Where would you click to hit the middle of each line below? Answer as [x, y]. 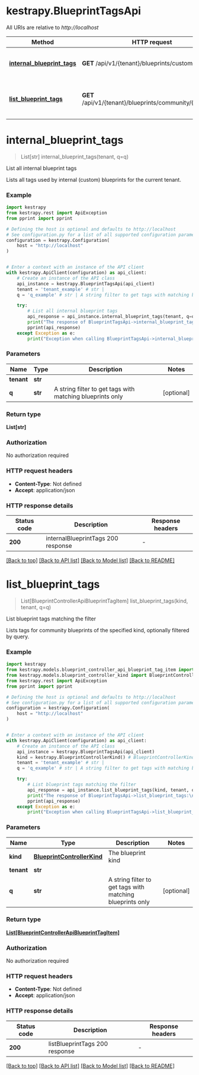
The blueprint [127, 853]
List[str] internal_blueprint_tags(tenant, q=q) [75, 156]
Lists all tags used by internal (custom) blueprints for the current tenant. [94, 179]
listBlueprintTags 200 [78, 1044]
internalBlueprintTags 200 [82, 538]
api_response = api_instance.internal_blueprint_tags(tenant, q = [110, 317]
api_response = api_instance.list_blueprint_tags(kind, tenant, [108, 790]
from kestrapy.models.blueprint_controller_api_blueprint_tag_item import [100, 670]
